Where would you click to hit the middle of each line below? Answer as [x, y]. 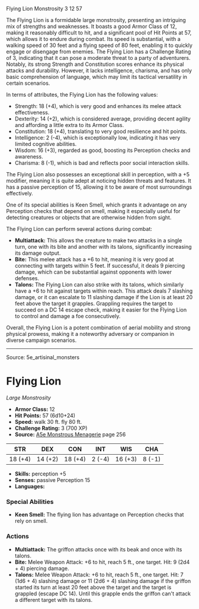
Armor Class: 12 [35, 409]
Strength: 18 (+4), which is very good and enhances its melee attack [98, 106]
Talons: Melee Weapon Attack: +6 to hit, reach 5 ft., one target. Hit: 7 [99, 575]
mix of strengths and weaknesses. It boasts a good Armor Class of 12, [92, 26]
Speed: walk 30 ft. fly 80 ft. [48, 421]
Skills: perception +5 [40, 474]
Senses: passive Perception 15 [52, 480]
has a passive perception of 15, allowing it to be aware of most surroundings [99, 187]
